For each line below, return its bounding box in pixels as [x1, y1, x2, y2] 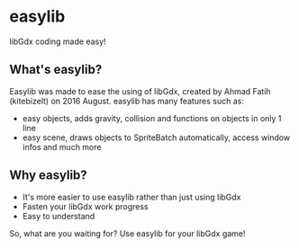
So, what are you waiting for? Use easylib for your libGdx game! [9, 227, 246, 239]
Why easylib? [9, 168, 87, 183]
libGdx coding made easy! [9, 36, 106, 47]
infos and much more [22, 141, 102, 152]
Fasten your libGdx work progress [22, 200, 149, 212]
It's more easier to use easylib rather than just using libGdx [22, 191, 241, 202]
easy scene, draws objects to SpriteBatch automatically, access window [22, 132, 291, 143]
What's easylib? [9, 62, 103, 77]
